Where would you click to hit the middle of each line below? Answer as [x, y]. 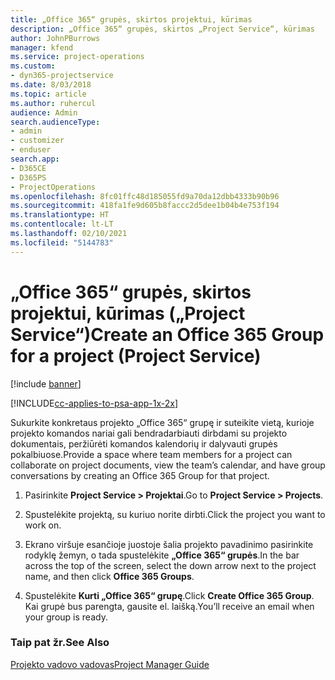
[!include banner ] [46, 383]
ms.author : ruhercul [53, 103]
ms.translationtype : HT [60, 215]
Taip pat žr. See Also [60, 643]
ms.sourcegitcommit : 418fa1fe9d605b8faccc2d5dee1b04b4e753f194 [145, 206]
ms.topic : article [48, 94]
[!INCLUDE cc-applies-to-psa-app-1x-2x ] [94, 403]
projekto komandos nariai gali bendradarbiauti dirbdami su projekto [149, 433]
